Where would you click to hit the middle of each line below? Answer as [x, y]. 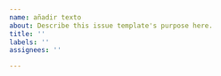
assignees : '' [36, 50]
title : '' [28, 34]
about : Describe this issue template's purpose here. [111, 26]
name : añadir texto [45, 17]
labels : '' [29, 42]
